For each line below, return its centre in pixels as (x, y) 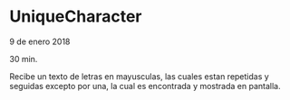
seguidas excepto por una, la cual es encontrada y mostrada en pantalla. (145, 86)
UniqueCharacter (76, 17)
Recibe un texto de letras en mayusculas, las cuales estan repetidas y (139, 76)
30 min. (24, 59)
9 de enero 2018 (40, 41)
